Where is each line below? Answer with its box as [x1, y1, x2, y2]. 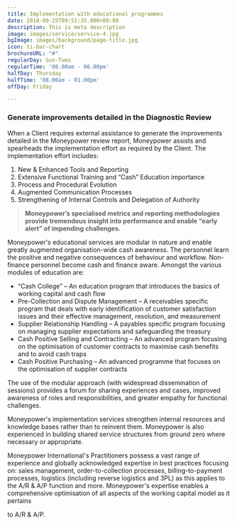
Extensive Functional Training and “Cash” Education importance [17, 172, 205, 181]
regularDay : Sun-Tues [7, 57, 72, 64]
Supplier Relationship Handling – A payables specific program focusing [17, 319, 226, 328]
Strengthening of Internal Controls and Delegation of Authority [17, 195, 200, 204]
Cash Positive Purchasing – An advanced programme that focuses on [17, 357, 221, 365]
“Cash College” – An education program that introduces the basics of [17, 282, 220, 290]
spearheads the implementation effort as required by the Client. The [7, 143, 206, 153]
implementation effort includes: [7, 151, 99, 160]
